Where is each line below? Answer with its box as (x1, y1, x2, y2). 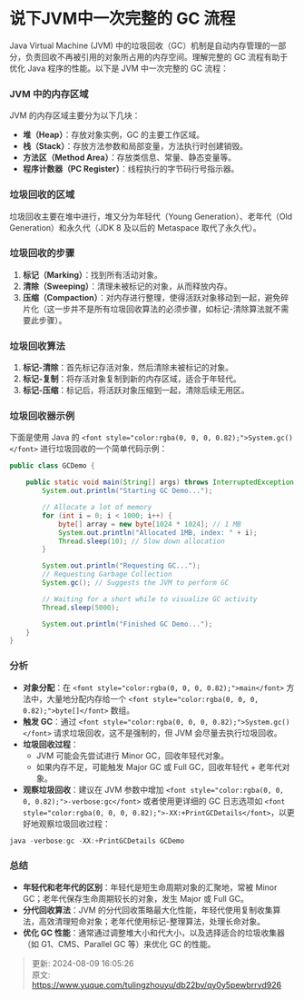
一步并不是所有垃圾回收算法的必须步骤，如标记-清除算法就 (54, 303, 274, 314)
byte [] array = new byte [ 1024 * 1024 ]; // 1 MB (57, 519, 242, 529)
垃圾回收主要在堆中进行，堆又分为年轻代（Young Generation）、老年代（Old (9, 211, 293, 222)
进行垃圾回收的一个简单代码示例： (40, 443, 168, 454)
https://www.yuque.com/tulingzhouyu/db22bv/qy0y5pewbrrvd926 (31, 979, 282, 990)
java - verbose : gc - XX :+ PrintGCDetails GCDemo (9, 836, 184, 846)
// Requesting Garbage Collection (42, 569, 172, 579)
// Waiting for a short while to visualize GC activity (42, 594, 258, 604)
